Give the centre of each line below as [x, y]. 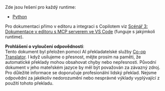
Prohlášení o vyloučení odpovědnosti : [45, 46]
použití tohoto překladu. [29, 83]
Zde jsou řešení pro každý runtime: [41, 7]
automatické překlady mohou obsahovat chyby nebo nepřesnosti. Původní [81, 62]
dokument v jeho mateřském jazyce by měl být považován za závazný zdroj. [83, 67]
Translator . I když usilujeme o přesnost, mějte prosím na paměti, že [73, 57]
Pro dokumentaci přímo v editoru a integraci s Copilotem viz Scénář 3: [77, 26]
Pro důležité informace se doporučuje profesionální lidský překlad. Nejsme [81, 73]
